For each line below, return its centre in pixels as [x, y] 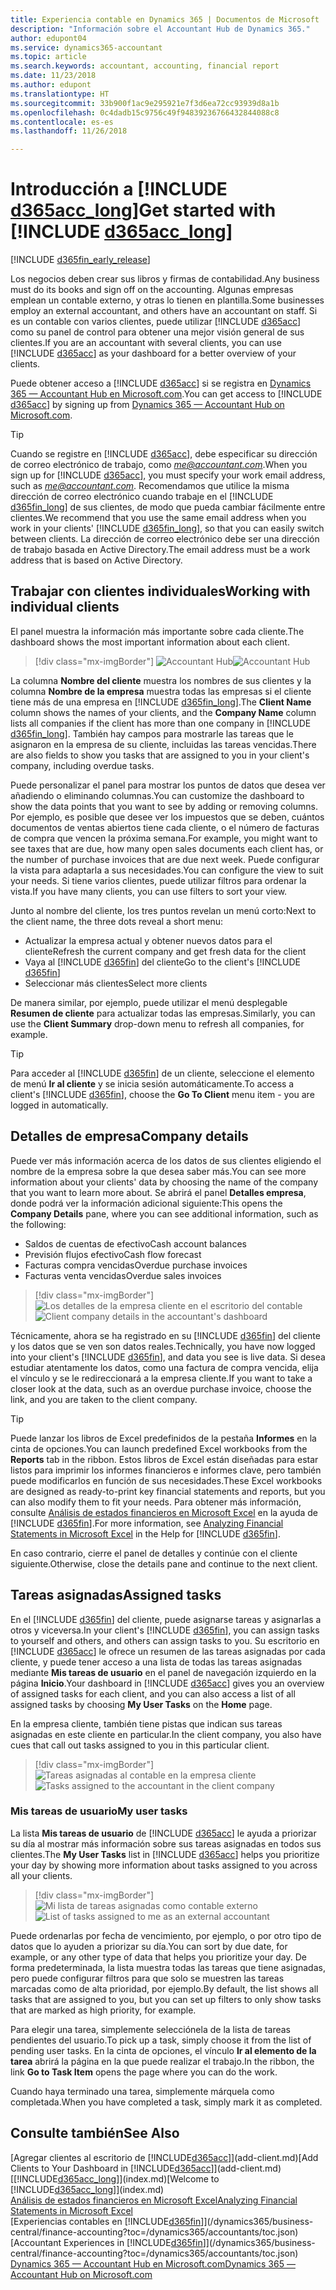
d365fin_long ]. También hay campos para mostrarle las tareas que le [152, 733]
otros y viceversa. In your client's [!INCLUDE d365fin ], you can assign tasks [165, 1630]
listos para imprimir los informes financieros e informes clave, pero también [166, 1470]
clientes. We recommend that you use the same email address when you [158, 518]
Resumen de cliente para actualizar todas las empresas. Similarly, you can [163, 1013]
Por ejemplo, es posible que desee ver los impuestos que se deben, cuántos [167, 817]
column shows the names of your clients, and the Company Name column [163, 712]
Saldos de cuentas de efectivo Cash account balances [135, 1243]
